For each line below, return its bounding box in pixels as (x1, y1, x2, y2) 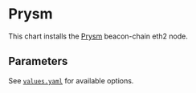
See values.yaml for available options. (8, 75, 134, 85)
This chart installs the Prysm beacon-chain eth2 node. (8, 31, 189, 41)
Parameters (8, 55, 68, 68)
